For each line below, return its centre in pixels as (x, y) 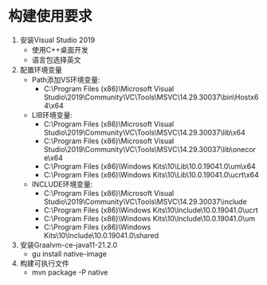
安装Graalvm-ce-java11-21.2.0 (69, 244)
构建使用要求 (51, 16)
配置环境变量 (41, 69)
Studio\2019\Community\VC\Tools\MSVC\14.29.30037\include (145, 201)
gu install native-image (69, 254)
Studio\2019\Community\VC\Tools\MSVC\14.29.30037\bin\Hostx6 (151, 97)
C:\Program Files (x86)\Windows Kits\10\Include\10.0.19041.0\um (149, 218)
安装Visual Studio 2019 (57, 40)
